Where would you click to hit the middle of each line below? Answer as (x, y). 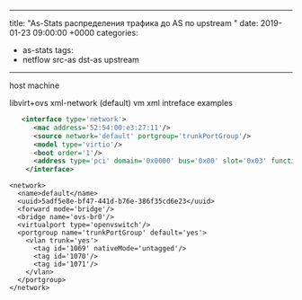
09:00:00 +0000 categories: (85, 33)
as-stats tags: (48, 50)
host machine (35, 85)
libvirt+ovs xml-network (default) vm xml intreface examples (121, 103)
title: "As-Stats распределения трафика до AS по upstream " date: (134, 23)
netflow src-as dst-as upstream (80, 60)
